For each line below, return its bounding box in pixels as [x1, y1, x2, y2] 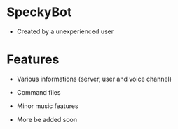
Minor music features [16, 102, 78, 110]
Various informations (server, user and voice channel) [16, 75, 172, 83]
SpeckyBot [6, 4, 72, 20]
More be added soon [16, 115, 78, 123]
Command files [16, 88, 61, 96]
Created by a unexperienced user [16, 27, 114, 36]
